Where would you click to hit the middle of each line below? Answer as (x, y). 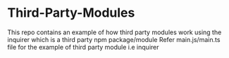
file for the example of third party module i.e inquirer (83, 47)
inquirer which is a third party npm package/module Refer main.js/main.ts (114, 39)
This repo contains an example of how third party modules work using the (114, 32)
